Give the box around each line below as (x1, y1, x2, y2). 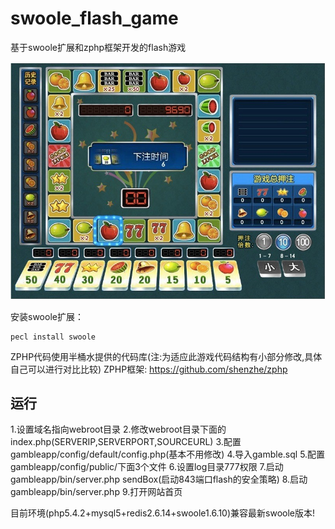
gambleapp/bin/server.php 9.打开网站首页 (10, 486, 183, 498)
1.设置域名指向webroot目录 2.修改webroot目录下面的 (10, 423, 227, 436)
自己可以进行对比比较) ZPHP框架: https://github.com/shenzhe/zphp (10, 363, 288, 375)
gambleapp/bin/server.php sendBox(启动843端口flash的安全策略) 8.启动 (10, 473, 308, 486)
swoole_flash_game (10, 7, 179, 30)
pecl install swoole (10, 332, 97, 342)
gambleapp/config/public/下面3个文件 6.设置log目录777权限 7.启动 (10, 461, 284, 473)
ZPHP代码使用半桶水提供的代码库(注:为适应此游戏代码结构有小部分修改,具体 (10, 350, 323, 362)
